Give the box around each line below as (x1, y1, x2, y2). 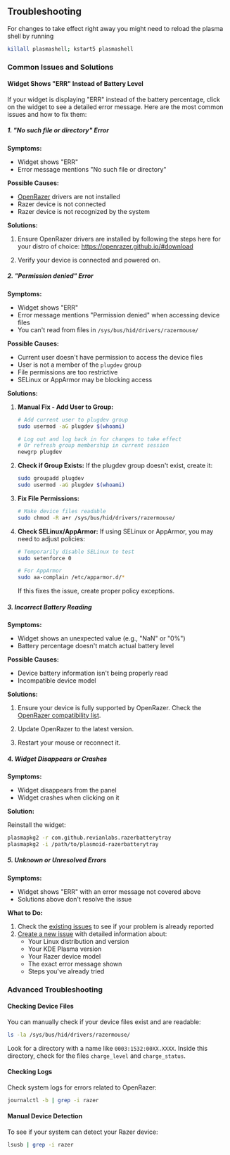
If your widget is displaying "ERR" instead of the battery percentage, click (7, 95, 220, 103)
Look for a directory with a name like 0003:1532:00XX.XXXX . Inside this (7, 1044, 208, 1052)
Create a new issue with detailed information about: (17, 929, 167, 938)
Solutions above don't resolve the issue (17, 895, 132, 903)
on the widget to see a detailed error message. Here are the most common (7, 102, 224, 111)
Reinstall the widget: (7, 821, 66, 829)
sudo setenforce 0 (17, 555, 72, 562)
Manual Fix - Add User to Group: (17, 403, 114, 411)
